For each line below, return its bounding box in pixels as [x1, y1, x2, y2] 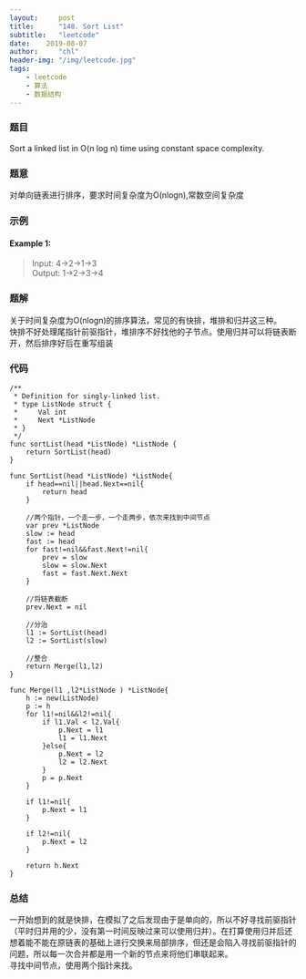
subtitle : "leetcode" [9, 30, 100, 39]
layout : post [9, 13, 76, 23]
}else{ [42, 741, 67, 750]
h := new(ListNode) [25, 694, 100, 703]
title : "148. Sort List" [9, 22, 125, 31]
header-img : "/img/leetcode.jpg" [9, 56, 137, 65]
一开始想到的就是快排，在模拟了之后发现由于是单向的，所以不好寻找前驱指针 [9, 914, 297, 925]
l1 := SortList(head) [25, 628, 107, 637]
